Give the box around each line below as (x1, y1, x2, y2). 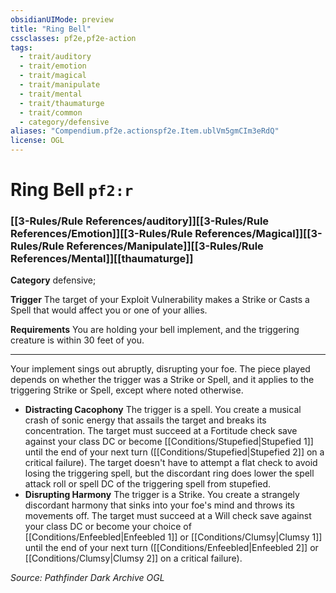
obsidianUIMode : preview (10, 14, 114, 25)
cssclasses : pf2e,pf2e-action (10, 33, 137, 43)
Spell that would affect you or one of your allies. (10, 304, 208, 316)
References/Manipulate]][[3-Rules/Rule (66, 239, 264, 253)
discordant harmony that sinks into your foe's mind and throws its (24, 499, 295, 511)
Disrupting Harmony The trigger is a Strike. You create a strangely (24, 489, 300, 501)
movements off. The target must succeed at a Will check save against (24, 510, 312, 522)
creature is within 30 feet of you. (10, 334, 145, 346)
